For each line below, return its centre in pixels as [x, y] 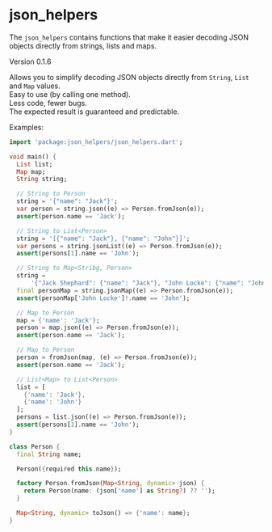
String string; [42, 179]
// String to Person [51, 194]
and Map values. [35, 86]
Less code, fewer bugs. [48, 103]
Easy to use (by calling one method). [70, 94]
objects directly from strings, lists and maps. [83, 45]
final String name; [49, 454]
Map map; [31, 171]
